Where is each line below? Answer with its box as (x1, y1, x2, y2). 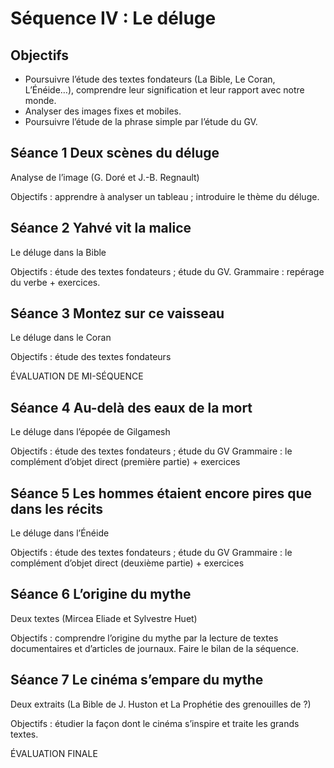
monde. (24, 95, 57, 106)
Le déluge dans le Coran (10, 332, 112, 344)
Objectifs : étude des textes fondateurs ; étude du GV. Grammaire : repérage (10, 265, 325, 277)
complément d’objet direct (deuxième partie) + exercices (10, 557, 245, 569)
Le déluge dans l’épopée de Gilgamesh (10, 426, 171, 438)
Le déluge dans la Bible (10, 246, 107, 258)
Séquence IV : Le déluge (10, 7, 217, 30)
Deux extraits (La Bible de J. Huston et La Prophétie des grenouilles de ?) (10, 698, 312, 710)
